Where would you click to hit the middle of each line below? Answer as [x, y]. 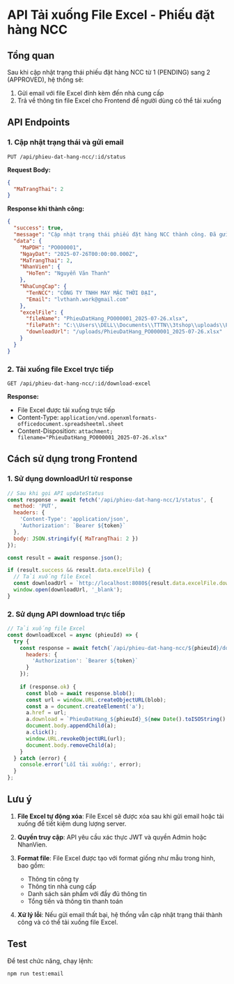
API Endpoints [39, 122]
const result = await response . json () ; [65, 558]
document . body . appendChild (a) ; [71, 726]
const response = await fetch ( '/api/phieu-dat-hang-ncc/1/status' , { [110, 500]
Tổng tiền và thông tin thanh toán [75, 901]
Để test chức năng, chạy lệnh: [50, 961]
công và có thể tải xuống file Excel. [68, 922]
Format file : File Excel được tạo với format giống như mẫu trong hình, [116, 858]
